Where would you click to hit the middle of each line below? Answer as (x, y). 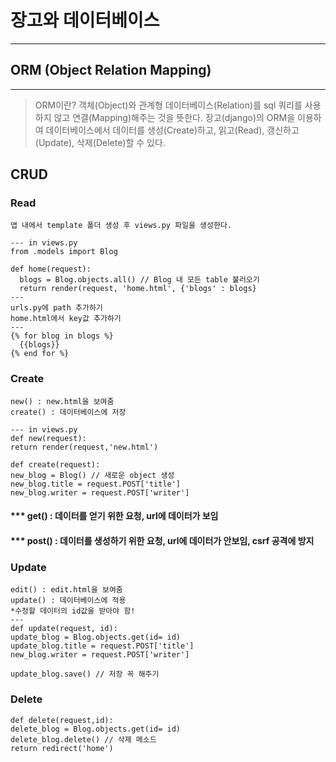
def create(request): (55, 464)
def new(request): (48, 438)
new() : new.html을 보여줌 (62, 401)
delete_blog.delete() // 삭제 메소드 (83, 739)
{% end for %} (40, 354)
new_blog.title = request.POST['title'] (96, 484)
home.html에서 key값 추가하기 (66, 319)
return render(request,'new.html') (84, 447)
